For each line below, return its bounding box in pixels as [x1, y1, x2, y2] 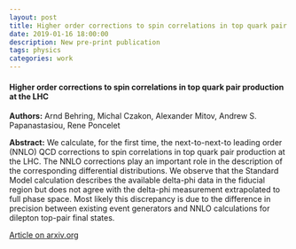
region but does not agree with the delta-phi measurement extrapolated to [9, 184, 281, 195]
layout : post [9, 12, 58, 22]
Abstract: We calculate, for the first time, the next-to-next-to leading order [9, 137, 283, 148]
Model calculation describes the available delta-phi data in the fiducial [9, 175, 266, 186]
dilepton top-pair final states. [9, 213, 115, 223]
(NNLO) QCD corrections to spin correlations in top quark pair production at [9, 147, 285, 158]
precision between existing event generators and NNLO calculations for [9, 203, 270, 214]
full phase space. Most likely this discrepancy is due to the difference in [9, 194, 271, 205]
